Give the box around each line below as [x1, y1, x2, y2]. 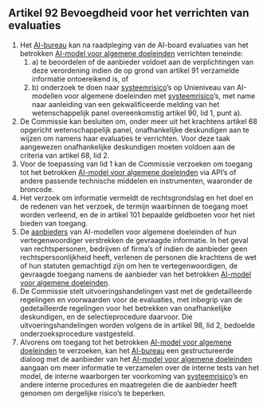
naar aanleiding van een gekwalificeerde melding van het [31, 99, 220, 109]
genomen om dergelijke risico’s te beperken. [19, 388, 166, 398]
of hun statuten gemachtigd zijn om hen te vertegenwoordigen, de [19, 261, 238, 270]
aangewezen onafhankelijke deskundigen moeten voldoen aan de [19, 141, 235, 151]
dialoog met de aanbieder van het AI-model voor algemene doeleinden [19, 354, 253, 364]
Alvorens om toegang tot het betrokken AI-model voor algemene [19, 337, 233, 347]
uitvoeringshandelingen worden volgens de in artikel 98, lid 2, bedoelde [19, 320, 256, 330]
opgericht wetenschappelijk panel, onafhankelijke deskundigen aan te [19, 125, 249, 134]
